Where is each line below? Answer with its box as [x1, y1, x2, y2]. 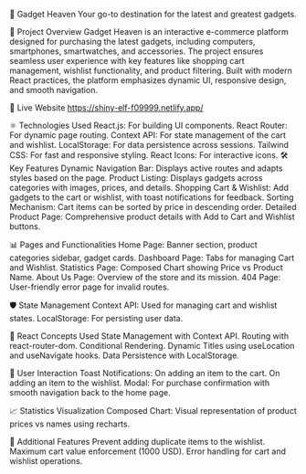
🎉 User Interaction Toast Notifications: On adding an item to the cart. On [9, 368, 280, 378]
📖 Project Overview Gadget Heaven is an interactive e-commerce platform [9, 26, 290, 37]
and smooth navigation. [9, 85, 99, 95]
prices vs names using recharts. [9, 418, 131, 429]
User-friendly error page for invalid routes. [9, 281, 170, 292]
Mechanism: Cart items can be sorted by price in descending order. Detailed [9, 202, 297, 212]
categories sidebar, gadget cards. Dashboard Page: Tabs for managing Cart [9, 252, 295, 263]
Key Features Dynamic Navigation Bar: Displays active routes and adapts [9, 163, 283, 174]
